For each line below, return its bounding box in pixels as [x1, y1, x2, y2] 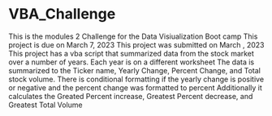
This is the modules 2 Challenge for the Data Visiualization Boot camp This [8, 31, 258, 41]
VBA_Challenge [8, 5, 116, 23]
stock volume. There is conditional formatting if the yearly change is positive [8, 74, 265, 84]
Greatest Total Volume [8, 100, 83, 110]
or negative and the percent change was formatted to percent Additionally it [8, 82, 262, 93]
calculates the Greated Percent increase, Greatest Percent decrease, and [8, 91, 253, 101]
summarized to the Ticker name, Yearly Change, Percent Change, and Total [8, 65, 261, 75]
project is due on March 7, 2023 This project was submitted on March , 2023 [8, 39, 265, 49]
